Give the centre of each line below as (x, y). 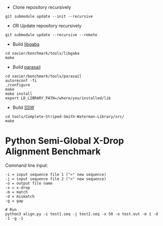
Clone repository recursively (42, 7)
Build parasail (27, 67)
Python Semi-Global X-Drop (65, 141)
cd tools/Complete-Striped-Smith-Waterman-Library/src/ (65, 117)
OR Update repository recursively (47, 26)
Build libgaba (26, 44)
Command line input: (27, 165)
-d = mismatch (20, 196)
